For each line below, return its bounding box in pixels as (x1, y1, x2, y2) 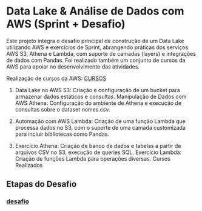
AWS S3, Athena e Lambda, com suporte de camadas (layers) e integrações (6, 50, 196, 57)
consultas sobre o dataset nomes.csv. (15, 105, 110, 113)
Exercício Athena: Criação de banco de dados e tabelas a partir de (15, 142, 181, 149)
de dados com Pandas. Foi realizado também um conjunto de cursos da (6, 56, 186, 64)
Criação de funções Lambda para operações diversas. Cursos (15, 155, 171, 162)
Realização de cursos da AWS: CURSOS (6, 75, 107, 82)
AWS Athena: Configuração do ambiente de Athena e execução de (15, 99, 182, 107)
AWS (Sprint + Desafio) (6, 17, 126, 31)
